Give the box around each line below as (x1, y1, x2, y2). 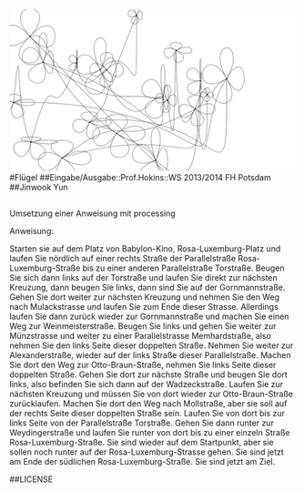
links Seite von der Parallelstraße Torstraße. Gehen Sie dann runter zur (9, 417, 275, 428)
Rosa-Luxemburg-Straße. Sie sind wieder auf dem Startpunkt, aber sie (9, 436, 275, 447)
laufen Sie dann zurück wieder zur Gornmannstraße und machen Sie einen (9, 311, 289, 322)
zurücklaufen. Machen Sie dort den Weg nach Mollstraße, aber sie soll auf (9, 397, 288, 409)
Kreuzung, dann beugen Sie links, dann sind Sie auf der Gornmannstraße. (9, 282, 286, 292)
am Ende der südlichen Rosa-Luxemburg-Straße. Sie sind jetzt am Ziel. (9, 456, 276, 466)
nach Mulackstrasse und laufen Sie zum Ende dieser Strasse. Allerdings (9, 301, 279, 312)
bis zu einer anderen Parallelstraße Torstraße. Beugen (82, 262, 285, 273)
